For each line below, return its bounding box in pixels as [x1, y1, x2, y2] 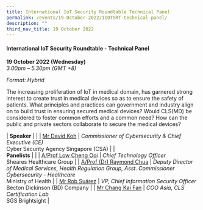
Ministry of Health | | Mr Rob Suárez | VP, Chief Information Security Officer [6, 178, 197, 185]
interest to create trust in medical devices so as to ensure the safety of [6, 95, 184, 102]
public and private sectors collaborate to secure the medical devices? [6, 121, 181, 128]
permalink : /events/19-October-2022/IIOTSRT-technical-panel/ [6, 15, 168, 21]
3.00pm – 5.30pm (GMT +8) [6, 65, 77, 72]
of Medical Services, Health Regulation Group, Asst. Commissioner [6, 165, 175, 172]
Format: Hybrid [6, 77, 45, 84]
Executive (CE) [6, 139, 44, 146]
